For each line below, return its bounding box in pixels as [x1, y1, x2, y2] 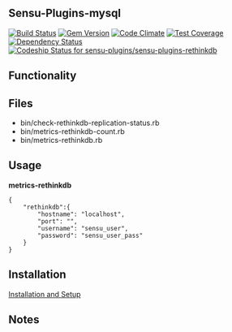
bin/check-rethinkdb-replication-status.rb [19, 118, 160, 128]
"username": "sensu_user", [37, 224, 129, 232]
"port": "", [37, 217, 79, 226]
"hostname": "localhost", [37, 210, 126, 218]
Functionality [8, 69, 77, 83]
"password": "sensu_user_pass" [37, 231, 144, 239]
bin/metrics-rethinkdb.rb [19, 136, 103, 145]
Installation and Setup [8, 289, 81, 299]
